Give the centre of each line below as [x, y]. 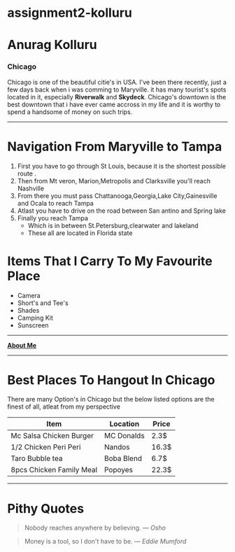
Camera [29, 295]
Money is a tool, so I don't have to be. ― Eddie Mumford [105, 542]
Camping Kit [35, 318]
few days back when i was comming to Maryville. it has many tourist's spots [117, 90]
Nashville [30, 188]
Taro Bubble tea [37, 458]
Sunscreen [33, 325]
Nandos [117, 447]
